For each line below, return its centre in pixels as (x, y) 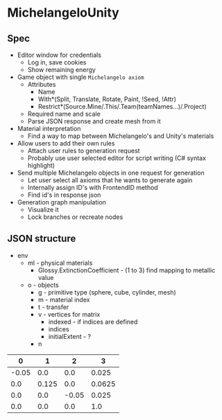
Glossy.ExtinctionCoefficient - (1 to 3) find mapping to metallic (127, 270)
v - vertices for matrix (69, 314)
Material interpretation (49, 129)
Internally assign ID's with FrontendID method (93, 187)
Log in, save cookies (57, 62)
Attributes (42, 84)
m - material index (64, 299)
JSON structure (42, 239)
